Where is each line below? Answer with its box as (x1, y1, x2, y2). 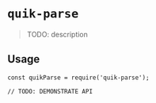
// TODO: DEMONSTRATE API (7, 87, 93, 95)
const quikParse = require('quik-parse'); (7, 74, 150, 82)
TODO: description (26, 29, 89, 39)
